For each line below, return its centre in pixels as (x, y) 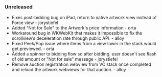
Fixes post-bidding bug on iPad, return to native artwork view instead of (84, 18)
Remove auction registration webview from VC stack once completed (81, 64)
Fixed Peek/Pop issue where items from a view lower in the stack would (84, 44)
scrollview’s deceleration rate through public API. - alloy (68, 38)
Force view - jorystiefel (35, 23)
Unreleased (19, 7)
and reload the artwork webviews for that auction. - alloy (69, 70)
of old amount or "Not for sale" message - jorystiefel (65, 59)
